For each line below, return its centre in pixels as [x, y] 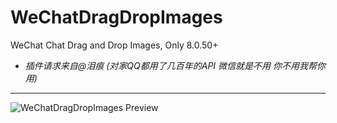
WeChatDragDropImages [116, 17]
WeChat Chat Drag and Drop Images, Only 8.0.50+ [114, 45]
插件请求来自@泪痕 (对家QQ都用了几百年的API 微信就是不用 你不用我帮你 [175, 65]
